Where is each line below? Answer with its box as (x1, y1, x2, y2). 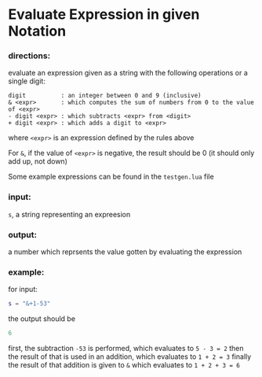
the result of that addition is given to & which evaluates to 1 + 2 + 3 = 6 (8, 360, 241, 370)
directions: (8, 50, 51, 61)
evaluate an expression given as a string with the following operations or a (8, 68, 249, 78)
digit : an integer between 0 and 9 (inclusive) (8, 92, 202, 100)
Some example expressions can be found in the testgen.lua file (8, 172, 214, 182)
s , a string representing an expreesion (8, 209, 131, 219)
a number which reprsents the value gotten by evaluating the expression (8, 247, 242, 257)
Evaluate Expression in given (8, 6, 200, 24)
